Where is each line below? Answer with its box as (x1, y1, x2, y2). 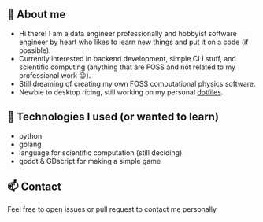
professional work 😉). (18, 70, 91, 80)
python (18, 131, 43, 140)
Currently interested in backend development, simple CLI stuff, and (18, 54, 237, 63)
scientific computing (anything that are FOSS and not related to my (18, 62, 236, 72)
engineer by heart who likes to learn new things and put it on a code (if (18, 37, 249, 46)
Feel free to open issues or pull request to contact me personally (7, 205, 217, 214)
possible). (18, 45, 52, 55)
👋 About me (7, 8, 66, 21)
